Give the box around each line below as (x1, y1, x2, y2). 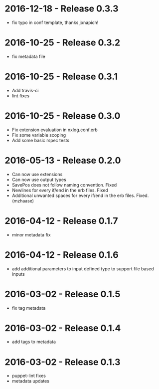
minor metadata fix (11, 231, 51, 237)
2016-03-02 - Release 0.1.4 (4, 322, 121, 334)
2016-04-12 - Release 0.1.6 (4, 249, 119, 260)
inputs (11, 271, 25, 277)
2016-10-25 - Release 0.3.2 (4, 37, 121, 48)
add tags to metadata (11, 339, 56, 345)
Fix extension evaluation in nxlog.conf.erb (11, 127, 98, 133)
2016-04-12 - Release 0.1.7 (4, 215, 118, 226)
